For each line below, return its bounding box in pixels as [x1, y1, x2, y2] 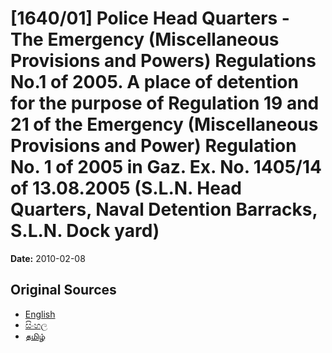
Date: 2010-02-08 [10, 252, 86, 264]
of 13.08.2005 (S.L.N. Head [10, 177, 243, 200]
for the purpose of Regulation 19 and [10, 92, 320, 115]
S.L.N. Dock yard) [10, 220, 160, 242]
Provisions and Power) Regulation [10, 135, 297, 157]
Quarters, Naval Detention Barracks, [10, 198, 318, 221]
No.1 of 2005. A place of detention [10, 71, 299, 94]
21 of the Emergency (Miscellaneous [10, 113, 319, 136]
